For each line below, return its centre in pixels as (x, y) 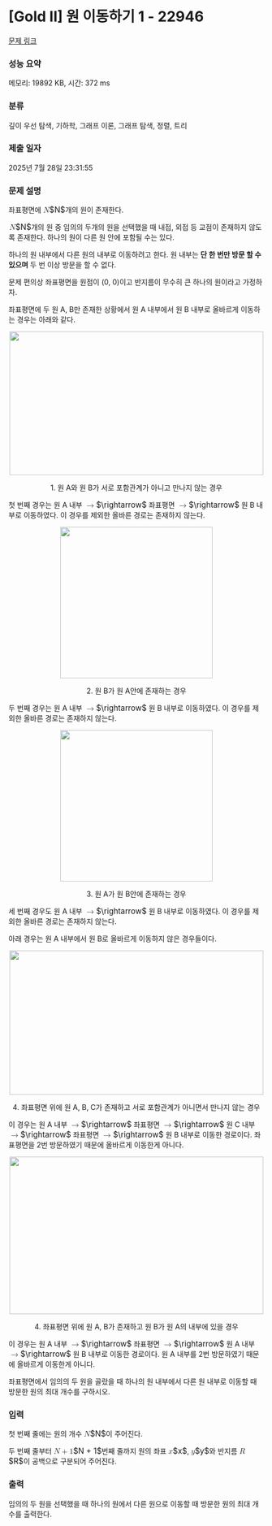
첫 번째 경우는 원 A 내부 (45, 505)
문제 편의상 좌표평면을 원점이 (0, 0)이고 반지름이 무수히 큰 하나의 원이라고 (125, 282)
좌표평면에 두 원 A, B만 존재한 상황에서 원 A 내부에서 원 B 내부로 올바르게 (124, 310)
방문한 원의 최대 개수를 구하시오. (60, 1392)
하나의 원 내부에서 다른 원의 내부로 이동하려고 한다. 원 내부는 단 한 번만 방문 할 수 (135, 255)
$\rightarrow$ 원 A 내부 (214, 1344)
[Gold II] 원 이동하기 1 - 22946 (106, 17)
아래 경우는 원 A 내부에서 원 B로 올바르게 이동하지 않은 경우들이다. (112, 939)
